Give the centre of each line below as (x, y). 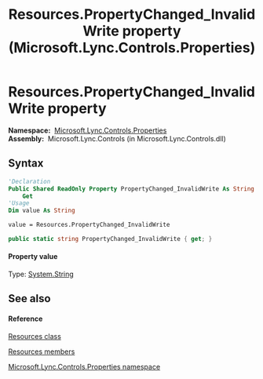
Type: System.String (41, 274)
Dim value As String (42, 211)
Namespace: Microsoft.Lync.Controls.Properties (88, 130)
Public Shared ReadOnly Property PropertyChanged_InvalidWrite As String (131, 189)
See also (29, 299)
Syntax (26, 164)
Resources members (42, 352)
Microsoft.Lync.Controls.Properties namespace (84, 366)
